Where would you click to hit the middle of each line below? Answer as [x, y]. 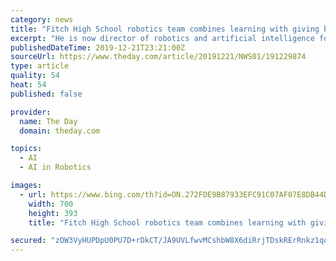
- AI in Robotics [55, 167]
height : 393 [53, 213]
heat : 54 [28, 85]
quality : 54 [35, 76]
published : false [46, 94]
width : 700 [51, 204]
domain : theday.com [60, 131]
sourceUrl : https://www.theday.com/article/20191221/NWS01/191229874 [158, 57]
